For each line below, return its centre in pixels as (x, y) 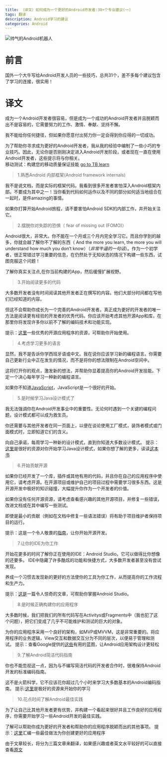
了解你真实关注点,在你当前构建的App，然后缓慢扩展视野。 (64, 272)
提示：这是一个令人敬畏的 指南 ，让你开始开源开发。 (57, 533)
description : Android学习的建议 (37, 19)
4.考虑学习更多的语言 (39, 343)
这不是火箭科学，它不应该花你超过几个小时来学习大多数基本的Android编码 (81, 682)
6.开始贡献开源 (33, 466)
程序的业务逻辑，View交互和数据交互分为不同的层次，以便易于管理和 (80, 638)
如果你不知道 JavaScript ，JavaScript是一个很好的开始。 (62, 387)
